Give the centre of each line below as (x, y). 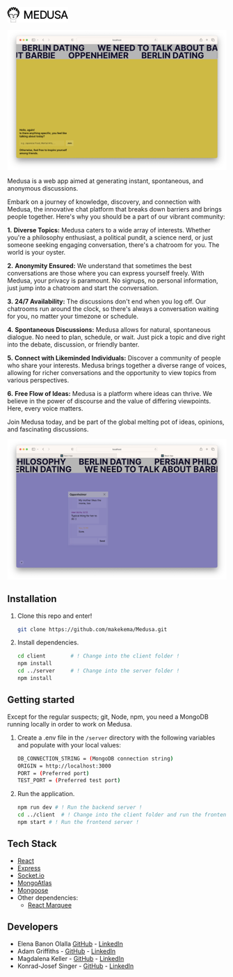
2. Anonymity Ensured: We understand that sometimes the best (100, 266)
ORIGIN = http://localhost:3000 (64, 766)
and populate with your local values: (69, 745)
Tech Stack (32, 844)
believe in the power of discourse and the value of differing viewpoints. (109, 401)
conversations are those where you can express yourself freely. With (106, 273)
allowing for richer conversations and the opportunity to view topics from (112, 373)
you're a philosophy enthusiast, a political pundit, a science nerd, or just (110, 238)
